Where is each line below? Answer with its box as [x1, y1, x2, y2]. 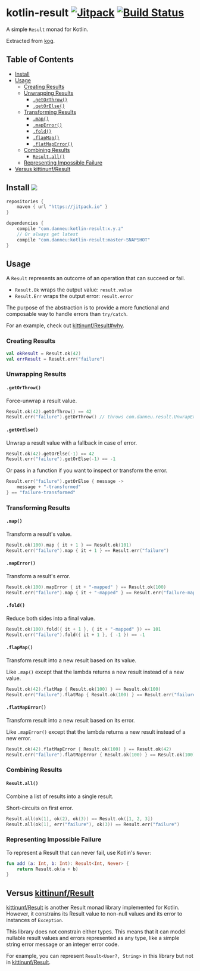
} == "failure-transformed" [6, 489, 76, 495]
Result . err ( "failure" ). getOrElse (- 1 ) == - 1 [6, 456, 116, 462]
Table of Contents [6, 54, 74, 65]
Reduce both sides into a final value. [6, 615, 95, 622]
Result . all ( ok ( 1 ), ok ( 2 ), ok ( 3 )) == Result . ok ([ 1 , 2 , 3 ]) [6, 815, 154, 822]
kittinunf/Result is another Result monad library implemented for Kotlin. [6, 904, 180, 911]
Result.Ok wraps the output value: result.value [14, 286, 132, 293]
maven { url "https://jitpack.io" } [17, 204, 108, 210]
